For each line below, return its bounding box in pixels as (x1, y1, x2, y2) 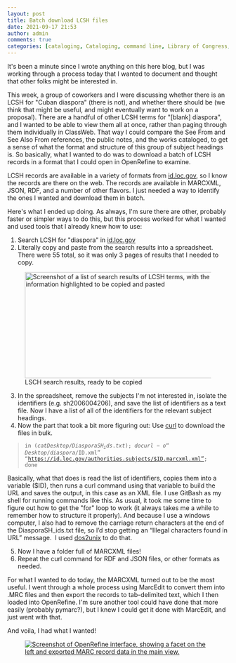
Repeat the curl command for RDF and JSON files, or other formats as (17, 555, 220, 563)
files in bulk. (17, 429, 53, 437)
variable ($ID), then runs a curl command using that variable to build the (7, 481, 216, 490)
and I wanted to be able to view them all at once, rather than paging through (7, 121, 227, 128)
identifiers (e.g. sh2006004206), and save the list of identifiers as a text (17, 399, 226, 407)
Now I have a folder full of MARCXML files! (17, 547, 142, 556)
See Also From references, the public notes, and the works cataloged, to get (7, 135, 228, 144)
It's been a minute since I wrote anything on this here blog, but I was (7, 62, 205, 70)
